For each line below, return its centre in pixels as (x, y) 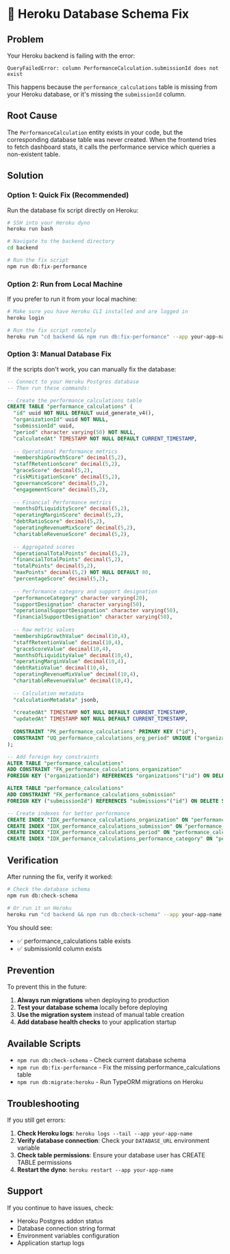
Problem (26, 39)
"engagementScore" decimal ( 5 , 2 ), (61, 489)
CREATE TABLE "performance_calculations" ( (70, 407)
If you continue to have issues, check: (61, 1207)
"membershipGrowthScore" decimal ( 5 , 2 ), (70, 458)
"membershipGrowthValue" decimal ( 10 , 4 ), (72, 636)
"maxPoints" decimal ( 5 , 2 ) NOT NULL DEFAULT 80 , (82, 573)
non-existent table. (34, 154)
